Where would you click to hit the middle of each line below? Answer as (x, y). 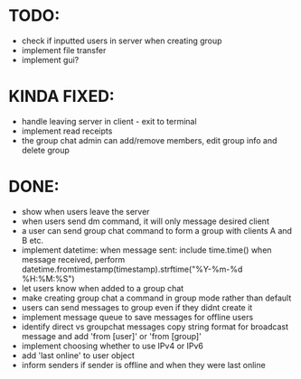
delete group (45, 150)
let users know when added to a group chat (103, 288)
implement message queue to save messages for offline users (137, 317)
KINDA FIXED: (61, 97)
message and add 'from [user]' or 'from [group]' (112, 336)
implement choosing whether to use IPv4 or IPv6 (113, 346)
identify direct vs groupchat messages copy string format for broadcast (155, 327)
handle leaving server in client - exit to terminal (109, 121)
